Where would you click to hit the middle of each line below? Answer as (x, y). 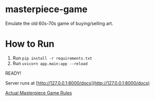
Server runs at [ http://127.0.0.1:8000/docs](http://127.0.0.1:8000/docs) (77, 83)
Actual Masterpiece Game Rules (39, 93)
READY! (13, 73)
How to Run (30, 44)
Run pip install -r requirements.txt (52, 58)
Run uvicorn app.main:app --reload (50, 63)
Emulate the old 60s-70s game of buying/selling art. (59, 23)
